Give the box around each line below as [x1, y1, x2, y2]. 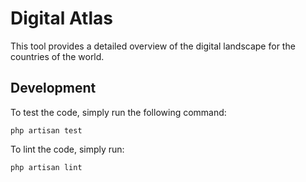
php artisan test [10, 125, 83, 136]
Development [10, 80, 97, 97]
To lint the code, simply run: [10, 143, 125, 155]
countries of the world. [10, 50, 105, 62]
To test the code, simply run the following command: [10, 106, 227, 118]
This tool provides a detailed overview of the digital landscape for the [10, 40, 296, 52]
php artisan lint [10, 162, 83, 172]
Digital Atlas [10, 7, 113, 30]
